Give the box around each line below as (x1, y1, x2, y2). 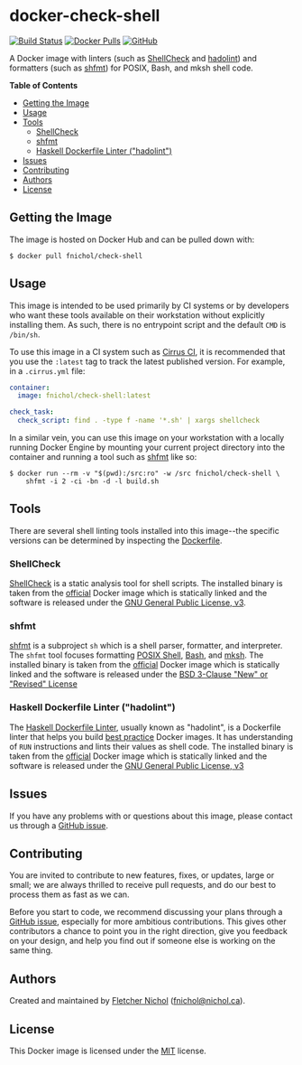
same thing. (9, 945, 53, 956)
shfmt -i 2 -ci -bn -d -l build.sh (25, 477, 160, 486)
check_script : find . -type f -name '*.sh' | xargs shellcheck (17, 416, 260, 425)
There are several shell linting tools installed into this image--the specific (9, 525, 279, 536)
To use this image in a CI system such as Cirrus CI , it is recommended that (9, 346, 286, 357)
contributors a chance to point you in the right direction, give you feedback (9, 926, 288, 937)
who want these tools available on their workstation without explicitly (9, 309, 266, 321)
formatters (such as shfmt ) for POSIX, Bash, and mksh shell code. (9, 62, 254, 73)
